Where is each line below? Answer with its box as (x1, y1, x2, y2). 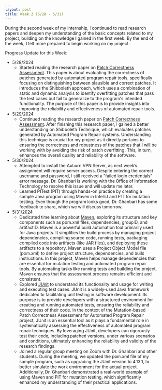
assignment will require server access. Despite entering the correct (19, 168, 154, 173)
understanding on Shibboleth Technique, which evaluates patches (19, 126, 151, 132)
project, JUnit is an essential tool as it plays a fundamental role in (19, 317, 149, 323)
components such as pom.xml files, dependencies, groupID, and (19, 219, 148, 225)
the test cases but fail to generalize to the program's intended (19, 95, 143, 101)
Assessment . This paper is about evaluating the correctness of (19, 69, 145, 75)
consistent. (19, 276, 42, 282)
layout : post (5, 7, 31, 12)
